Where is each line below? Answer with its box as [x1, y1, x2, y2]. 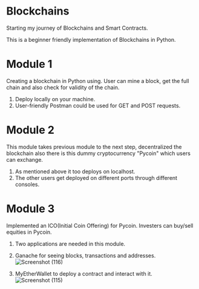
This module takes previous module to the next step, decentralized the [6, 143, 182, 150]
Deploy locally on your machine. [15, 95, 96, 102]
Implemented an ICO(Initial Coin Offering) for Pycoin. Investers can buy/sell [6, 222, 194, 229]
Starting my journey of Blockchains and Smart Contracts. [6, 24, 148, 32]
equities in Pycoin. [6, 228, 53, 236]
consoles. [15, 181, 40, 188]
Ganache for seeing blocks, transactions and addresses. [15, 251, 156, 259]
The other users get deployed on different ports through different [15, 174, 177, 181]
